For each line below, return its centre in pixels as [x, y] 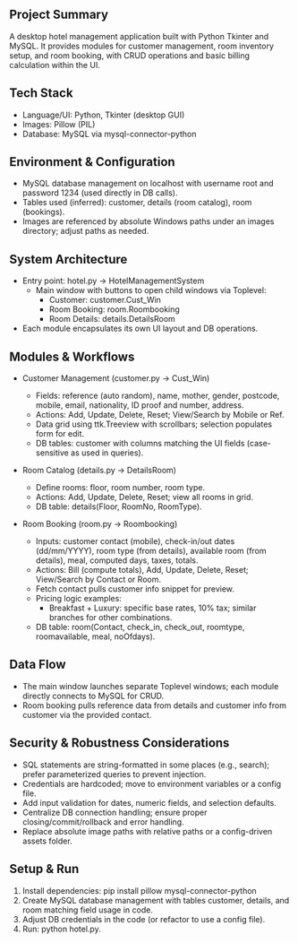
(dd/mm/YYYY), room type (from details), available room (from [151, 551]
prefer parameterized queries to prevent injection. [114, 774]
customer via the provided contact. [87, 714]
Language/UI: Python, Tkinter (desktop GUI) [103, 115]
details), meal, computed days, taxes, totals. [117, 560]
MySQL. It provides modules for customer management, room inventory [142, 46]
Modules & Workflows [72, 356]
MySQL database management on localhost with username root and [148, 184]
